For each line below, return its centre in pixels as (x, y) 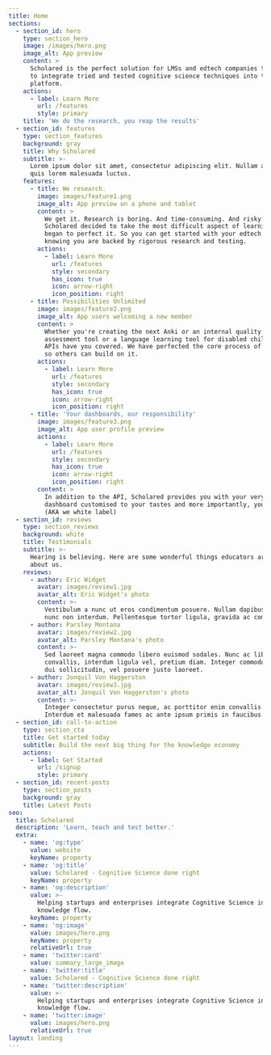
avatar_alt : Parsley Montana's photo (100, 639)
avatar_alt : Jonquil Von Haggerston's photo (113, 692)
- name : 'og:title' (56, 865)
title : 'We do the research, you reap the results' (111, 121)
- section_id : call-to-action (66, 723)
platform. (46, 83)
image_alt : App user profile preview (100, 429)
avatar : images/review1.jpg (84, 587)
